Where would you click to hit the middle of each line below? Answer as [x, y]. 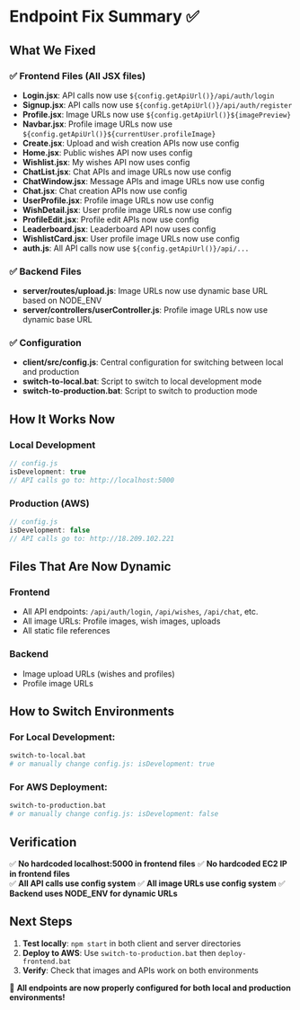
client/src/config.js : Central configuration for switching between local [153, 362]
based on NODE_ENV [62, 301]
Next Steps [41, 921]
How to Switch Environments [92, 712]
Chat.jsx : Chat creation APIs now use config [105, 190]
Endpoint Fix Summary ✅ [104, 17]
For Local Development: [62, 737]
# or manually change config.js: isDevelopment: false [114, 814]
